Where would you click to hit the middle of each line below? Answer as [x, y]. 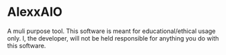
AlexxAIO [35, 12]
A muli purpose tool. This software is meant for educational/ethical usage [112, 31]
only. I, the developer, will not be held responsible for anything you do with [113, 38]
